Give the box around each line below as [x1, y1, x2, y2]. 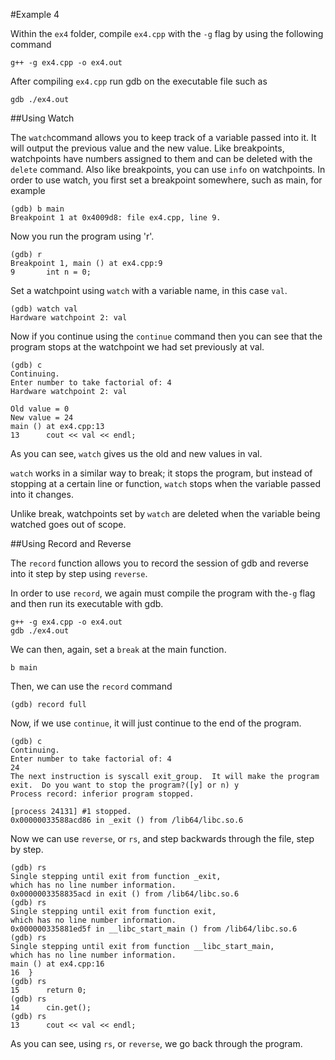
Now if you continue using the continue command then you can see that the [10, 330, 323, 342]
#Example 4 [10, 9, 60, 20]
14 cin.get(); [10, 1003, 92, 1013]
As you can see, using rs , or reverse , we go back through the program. [10, 1038, 303, 1049]
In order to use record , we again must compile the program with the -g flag [10, 587, 316, 599]
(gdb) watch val [10, 304, 78, 314]
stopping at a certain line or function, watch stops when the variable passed [10, 478, 321, 489]
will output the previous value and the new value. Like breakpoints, [10, 142, 285, 154]
